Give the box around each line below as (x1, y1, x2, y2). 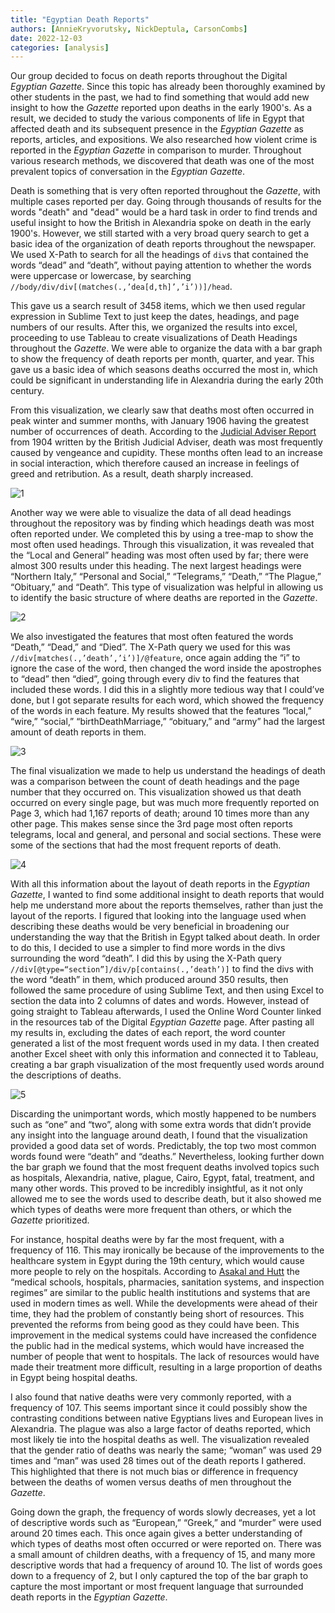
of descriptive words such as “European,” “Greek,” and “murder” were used (10, 1517, 322, 1529)
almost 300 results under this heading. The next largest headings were (10, 560, 302, 572)
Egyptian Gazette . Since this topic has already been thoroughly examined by (10, 81, 326, 93)
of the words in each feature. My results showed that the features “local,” (10, 705, 312, 717)
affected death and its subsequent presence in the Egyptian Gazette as (10, 123, 304, 135)
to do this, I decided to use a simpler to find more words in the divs (10, 942, 286, 954)
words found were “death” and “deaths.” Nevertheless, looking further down (10, 1151, 325, 1163)
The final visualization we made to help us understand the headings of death (10, 765, 326, 777)
